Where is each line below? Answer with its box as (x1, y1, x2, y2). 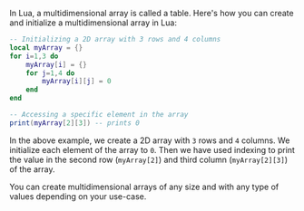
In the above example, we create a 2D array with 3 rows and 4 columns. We (9, 135, 290, 146)
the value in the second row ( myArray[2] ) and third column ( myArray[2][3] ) (9, 154, 289, 165)
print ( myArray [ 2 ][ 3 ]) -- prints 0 (9, 118, 141, 128)
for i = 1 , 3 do (9, 52, 59, 61)
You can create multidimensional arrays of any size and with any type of (9, 181, 279, 192)
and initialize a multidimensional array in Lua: (9, 17, 177, 28)
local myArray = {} (9, 43, 83, 53)
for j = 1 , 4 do (25, 68, 75, 78)
